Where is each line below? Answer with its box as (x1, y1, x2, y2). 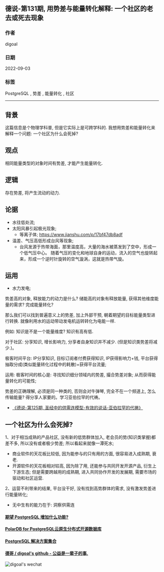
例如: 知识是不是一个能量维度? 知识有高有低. (5, 329, 94, 335)
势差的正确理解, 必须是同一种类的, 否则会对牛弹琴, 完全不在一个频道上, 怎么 (5, 388, 156, 394)
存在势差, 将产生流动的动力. (5, 190, 61, 196)
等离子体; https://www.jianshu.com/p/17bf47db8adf (19, 231, 123, 237)
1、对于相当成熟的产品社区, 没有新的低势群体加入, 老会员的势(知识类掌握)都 (5, 434, 156, 440)
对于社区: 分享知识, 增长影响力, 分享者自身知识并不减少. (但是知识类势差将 (5, 339, 153, 345)
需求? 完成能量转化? (13, 302, 54, 308)
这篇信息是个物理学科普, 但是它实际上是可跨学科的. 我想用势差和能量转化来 (5, 125, 155, 131)
